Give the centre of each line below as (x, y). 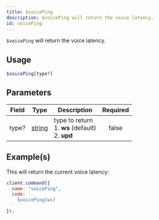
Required (115, 110)
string (40, 127)
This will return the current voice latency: (58, 172)
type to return (73, 120)
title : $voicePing (30, 12)
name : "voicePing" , (37, 189)
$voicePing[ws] (37, 200)
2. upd (63, 135)
